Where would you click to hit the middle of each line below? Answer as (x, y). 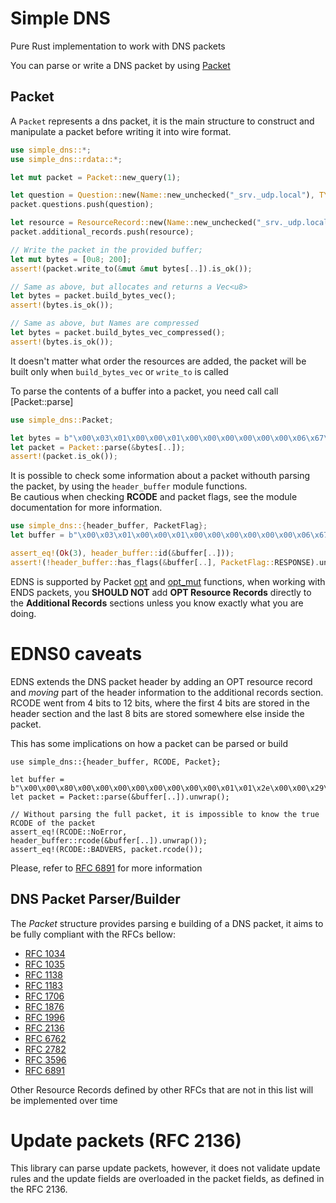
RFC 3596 (45, 1059)
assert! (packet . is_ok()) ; (64, 457)
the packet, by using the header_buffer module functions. (129, 486)
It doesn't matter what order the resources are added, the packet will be (158, 361)
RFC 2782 (45, 1049)
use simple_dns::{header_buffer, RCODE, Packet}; (116, 762)
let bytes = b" (42, 438)
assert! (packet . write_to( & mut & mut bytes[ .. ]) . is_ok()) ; (131, 268)
